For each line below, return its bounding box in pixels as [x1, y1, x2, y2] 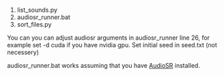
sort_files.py [16, 21, 52, 28]
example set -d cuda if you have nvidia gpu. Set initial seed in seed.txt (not [7, 41, 217, 49]
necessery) [7, 48, 39, 56]
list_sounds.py [16, 6, 58, 14]
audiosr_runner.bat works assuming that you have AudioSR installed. [7, 62, 200, 69]
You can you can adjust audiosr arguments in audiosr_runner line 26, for [7, 34, 210, 42]
